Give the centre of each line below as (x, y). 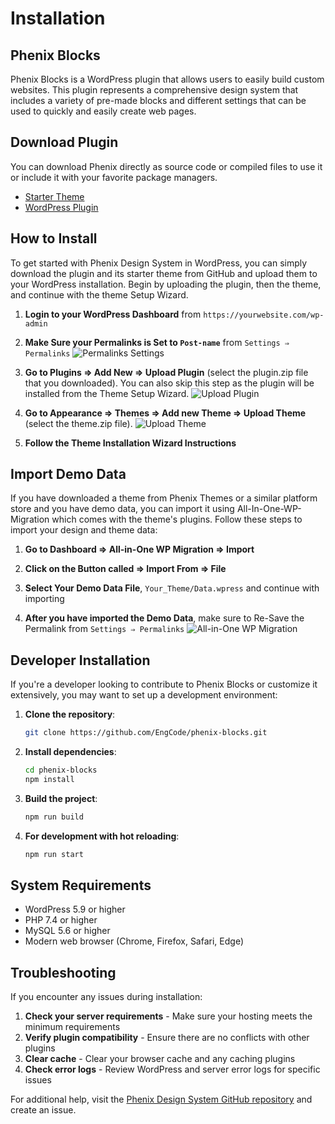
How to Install (54, 238)
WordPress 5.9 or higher (75, 909)
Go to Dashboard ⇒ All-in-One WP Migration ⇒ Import (139, 549)
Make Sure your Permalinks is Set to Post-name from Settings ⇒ (157, 342)
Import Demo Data (68, 474)
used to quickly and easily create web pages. (103, 111)
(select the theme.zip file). (78, 423)
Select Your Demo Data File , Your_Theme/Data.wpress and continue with (172, 588)
